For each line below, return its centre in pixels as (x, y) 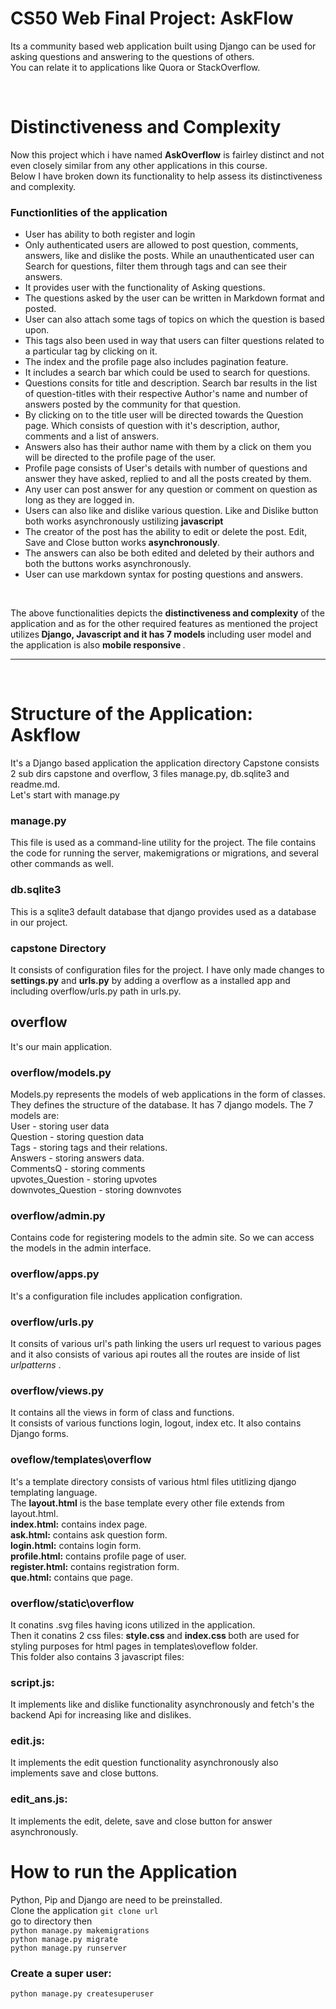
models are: (35, 1116)
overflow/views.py (57, 1390)
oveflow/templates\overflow (81, 1460)
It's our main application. (61, 1046)
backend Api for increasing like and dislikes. (101, 1715)
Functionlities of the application (89, 212)
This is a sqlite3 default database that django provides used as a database (163, 911)
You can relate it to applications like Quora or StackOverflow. (135, 67)
